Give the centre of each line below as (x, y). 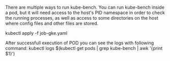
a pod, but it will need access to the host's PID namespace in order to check (85, 13)
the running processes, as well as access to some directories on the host (82, 18)
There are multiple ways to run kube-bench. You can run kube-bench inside (85, 7)
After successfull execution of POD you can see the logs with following (80, 43)
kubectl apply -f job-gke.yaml (36, 33)
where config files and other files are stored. (52, 23)
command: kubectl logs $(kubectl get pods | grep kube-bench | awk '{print (84, 48)
